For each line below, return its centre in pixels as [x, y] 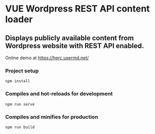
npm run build [20, 127]
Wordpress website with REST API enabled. [75, 46]
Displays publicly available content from [70, 38]
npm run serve [20, 104]
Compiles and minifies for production [52, 117]
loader [19, 19]
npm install [18, 81]
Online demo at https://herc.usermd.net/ [47, 58]
